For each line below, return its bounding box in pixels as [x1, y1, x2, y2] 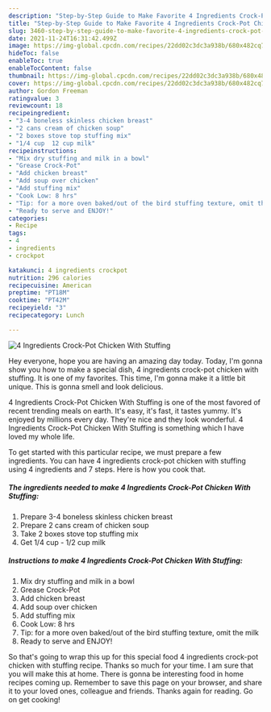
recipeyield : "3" [8, 304, 67, 312]
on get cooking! [8, 694, 60, 704]
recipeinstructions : [8, 147, 78, 155]
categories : [8, 214, 48, 223]
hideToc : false [8, 49, 60, 57]
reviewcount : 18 [8, 102, 63, 110]
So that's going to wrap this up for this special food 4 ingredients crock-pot [8, 652, 259, 661]
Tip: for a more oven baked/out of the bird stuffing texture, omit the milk [19, 627, 260, 637]
